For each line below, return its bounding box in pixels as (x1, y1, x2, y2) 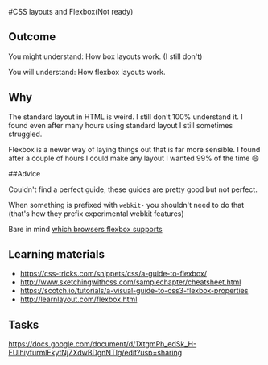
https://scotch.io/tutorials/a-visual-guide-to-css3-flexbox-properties (19, 286, 249, 296)
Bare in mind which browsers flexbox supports (8, 224, 163, 234)
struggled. (8, 129, 43, 139)
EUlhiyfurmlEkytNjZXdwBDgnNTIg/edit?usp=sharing (8, 348, 183, 358)
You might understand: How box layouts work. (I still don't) (8, 52, 203, 61)
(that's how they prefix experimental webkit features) (8, 209, 184, 218)
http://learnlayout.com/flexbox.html (19, 294, 138, 305)
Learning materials (8, 247, 105, 261)
